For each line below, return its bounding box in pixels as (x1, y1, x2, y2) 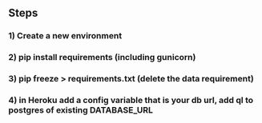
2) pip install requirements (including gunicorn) (8, 52, 196, 63)
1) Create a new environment (8, 30, 123, 42)
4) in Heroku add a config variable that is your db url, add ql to (8, 95, 254, 106)
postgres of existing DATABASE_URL (8, 105, 154, 116)
